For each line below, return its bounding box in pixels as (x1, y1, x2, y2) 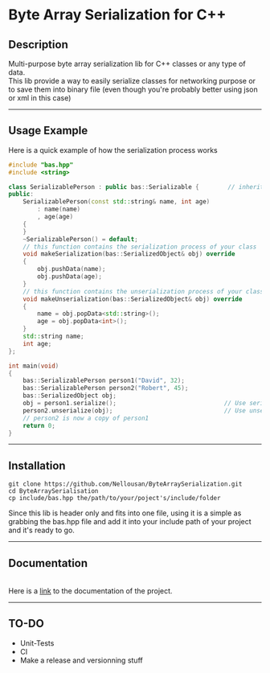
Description (8, 38, 68, 51)
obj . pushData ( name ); (37, 265, 106, 273)
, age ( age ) (37, 213, 74, 221)
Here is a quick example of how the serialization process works (8, 145, 219, 154)
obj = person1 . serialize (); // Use (22, 400, 247, 408)
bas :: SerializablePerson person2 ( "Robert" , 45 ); (22, 384, 189, 392)
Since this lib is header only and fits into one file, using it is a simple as (8, 508, 242, 518)
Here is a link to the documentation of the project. (8, 586, 173, 596)
